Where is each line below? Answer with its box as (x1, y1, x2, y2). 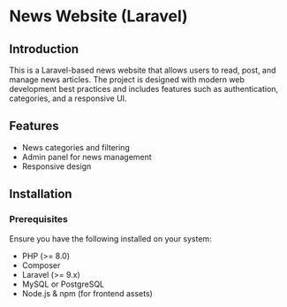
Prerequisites (9, 213, 68, 226)
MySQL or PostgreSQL (21, 279, 105, 289)
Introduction (9, 42, 79, 57)
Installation (9, 187, 72, 202)
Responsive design (21, 161, 92, 172)
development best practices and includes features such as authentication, (9, 84, 279, 94)
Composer (21, 259, 61, 271)
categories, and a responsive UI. (9, 93, 127, 104)
